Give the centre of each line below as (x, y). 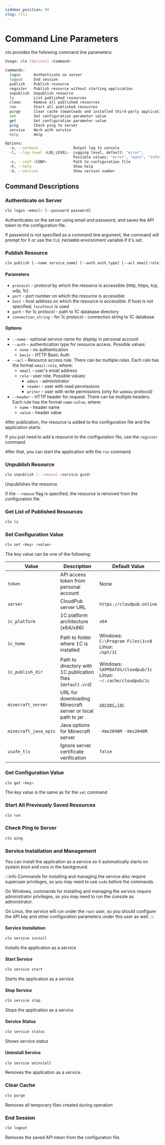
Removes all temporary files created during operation (59, 1105)
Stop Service (19, 990)
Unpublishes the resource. (32, 484)
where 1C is (74, 644)
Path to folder (76, 638)
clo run (13, 815)
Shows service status (27, 1041)
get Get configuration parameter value (58, 121)
